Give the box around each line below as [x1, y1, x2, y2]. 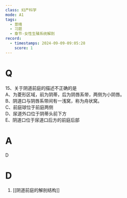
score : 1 [14, 45, 33, 51]
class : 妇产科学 [5, 7, 37, 13]
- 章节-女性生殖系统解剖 [10, 31, 55, 36]
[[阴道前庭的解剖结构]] [12, 187, 60, 193]
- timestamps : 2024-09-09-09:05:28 [10, 41, 86, 46]
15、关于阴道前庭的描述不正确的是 [5, 85, 77, 91]
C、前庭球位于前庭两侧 [5, 104, 54, 110]
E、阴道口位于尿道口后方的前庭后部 [5, 117, 80, 123]
